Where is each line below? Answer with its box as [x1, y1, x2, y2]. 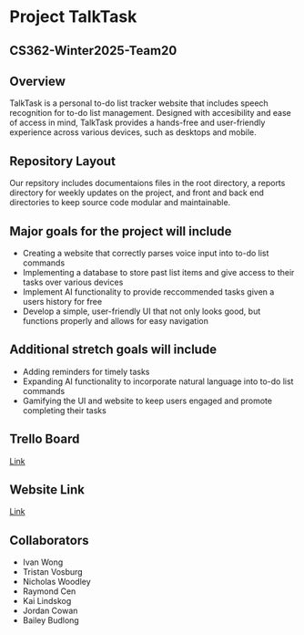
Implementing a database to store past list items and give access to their [22, 267, 295, 278]
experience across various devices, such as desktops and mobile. [9, 127, 257, 138]
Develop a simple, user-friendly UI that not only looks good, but [22, 306, 261, 317]
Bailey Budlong [22, 615, 79, 626]
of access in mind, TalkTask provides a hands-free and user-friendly [9, 117, 266, 129]
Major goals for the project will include [9, 224, 232, 239]
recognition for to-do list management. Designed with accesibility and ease [9, 108, 291, 119]
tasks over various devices [22, 276, 124, 288]
